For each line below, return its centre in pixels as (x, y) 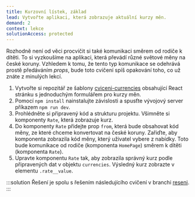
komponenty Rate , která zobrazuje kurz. (64, 120)
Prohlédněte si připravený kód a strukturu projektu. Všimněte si (92, 114)
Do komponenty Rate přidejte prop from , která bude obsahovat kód (97, 126)
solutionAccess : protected (40, 34)
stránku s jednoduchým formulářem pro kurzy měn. (78, 95)
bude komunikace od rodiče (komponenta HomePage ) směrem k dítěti (98, 146)
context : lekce (25, 28)
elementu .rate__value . (44, 171)
